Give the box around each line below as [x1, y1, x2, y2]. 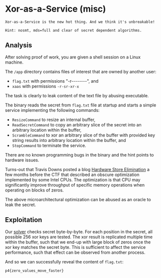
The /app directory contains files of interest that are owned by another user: [5, 69, 157, 74]
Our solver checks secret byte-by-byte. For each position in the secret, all [5, 228, 153, 234]
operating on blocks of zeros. [5, 187, 64, 193]
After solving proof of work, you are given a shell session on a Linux [5, 54, 141, 60]
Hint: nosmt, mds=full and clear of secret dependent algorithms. [5, 28, 142, 33]
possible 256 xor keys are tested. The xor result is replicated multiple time [5, 234, 153, 240]
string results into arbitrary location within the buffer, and [12, 137, 126, 143]
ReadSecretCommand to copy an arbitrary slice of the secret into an [12, 122, 142, 127]
